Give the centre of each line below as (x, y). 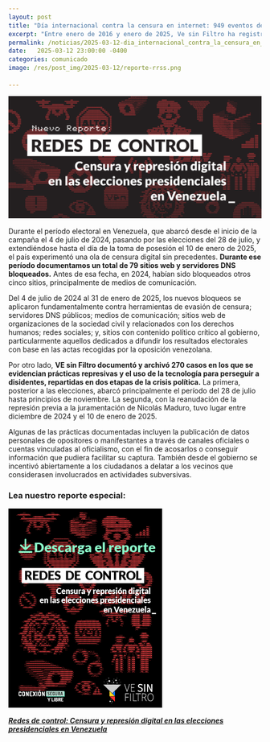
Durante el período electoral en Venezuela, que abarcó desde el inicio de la (133, 231)
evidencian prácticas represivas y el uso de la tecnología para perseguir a (134, 373)
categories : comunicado (48, 60)
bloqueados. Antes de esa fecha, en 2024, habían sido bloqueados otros (130, 274)
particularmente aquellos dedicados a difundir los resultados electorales (128, 340)
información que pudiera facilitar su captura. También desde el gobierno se (133, 457)
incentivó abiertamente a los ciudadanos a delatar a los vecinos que (121, 466)
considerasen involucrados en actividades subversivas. (100, 474)
